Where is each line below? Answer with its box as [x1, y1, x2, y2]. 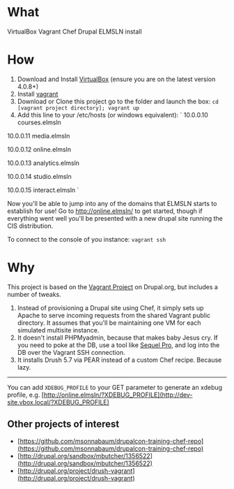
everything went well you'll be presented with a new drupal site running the [7, 214, 223, 222]
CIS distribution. [7, 221, 54, 230]
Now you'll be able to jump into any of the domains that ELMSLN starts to [7, 199, 217, 207]
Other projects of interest [7, 418, 120, 430]
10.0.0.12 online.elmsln [7, 145, 72, 154]
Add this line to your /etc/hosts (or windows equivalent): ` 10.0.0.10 [17, 110, 209, 119]
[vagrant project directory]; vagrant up [17, 104, 139, 112]
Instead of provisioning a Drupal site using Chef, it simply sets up [17, 303, 204, 312]
